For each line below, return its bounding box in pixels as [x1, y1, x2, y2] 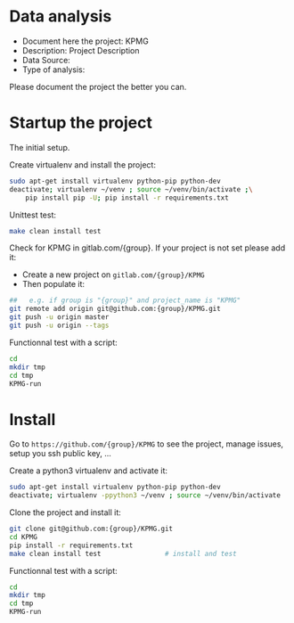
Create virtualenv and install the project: [9, 159, 156, 170]
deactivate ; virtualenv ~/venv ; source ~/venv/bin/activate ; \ [9, 184, 253, 193]
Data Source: [21, 54, 71, 65]
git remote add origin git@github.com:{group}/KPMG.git [9, 305, 221, 314]
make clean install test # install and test [9, 549, 238, 558]
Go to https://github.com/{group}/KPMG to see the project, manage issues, [9, 439, 283, 449]
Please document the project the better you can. [9, 81, 187, 92]
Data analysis [9, 6, 112, 27]
